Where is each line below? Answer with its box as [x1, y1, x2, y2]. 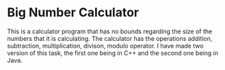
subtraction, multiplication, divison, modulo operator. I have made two [7, 41, 204, 50]
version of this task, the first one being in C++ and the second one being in [7, 49, 219, 57]
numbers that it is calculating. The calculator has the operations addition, [7, 34, 213, 42]
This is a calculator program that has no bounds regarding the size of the [7, 27, 213, 35]
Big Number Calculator [7, 5, 139, 20]
